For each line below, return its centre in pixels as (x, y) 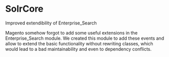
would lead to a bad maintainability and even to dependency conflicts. (78, 49)
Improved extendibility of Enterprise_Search (51, 23)
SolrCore (24, 9)
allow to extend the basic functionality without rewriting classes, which (79, 43)
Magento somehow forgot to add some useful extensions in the (72, 33)
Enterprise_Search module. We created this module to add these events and (85, 38)
